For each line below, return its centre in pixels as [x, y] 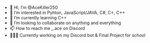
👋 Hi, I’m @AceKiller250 [34, 7]
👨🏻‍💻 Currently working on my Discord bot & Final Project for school [77, 35]
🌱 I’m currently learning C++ [38, 18]
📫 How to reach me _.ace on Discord [47, 28]
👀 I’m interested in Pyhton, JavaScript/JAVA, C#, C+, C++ [67, 13]
